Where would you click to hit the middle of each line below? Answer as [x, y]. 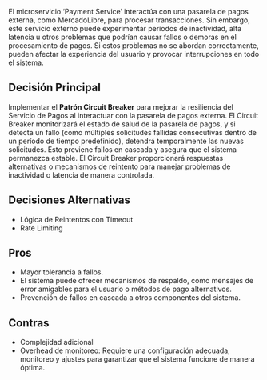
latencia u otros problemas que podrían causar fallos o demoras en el [123, 37]
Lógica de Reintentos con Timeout [76, 219]
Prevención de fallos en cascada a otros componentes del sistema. [130, 298]
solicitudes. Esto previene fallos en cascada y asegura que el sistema [123, 149]
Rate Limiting [41, 228]
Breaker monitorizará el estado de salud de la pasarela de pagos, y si [122, 124]
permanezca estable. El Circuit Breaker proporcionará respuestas [116, 158]
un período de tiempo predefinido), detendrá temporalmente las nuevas [126, 141]
